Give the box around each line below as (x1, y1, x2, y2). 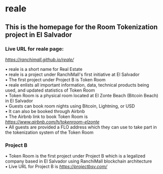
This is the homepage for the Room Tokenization (5, 23, 158, 31)
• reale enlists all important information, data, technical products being (5, 82, 150, 88)
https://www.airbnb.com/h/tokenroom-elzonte (5, 118, 100, 124)
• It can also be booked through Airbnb (5, 108, 85, 114)
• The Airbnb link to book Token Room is (5, 114, 88, 119)
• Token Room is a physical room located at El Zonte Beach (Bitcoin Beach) (5, 92, 159, 98)
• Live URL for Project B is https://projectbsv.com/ (5, 164, 108, 170)
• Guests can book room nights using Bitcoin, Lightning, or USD (5, 103, 135, 109)
